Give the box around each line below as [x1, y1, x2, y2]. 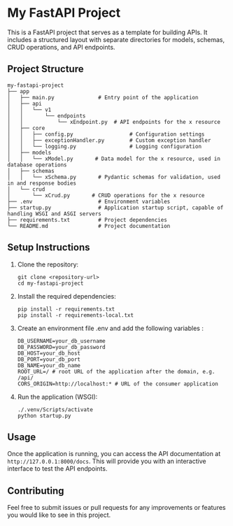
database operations [7, 161, 68, 169]
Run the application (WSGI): [17, 392, 98, 401]
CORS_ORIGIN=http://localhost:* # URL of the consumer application [17, 380, 218, 388]
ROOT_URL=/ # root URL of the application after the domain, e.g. [17, 368, 216, 375]
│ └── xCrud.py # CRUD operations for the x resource [7, 192, 205, 199]
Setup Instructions [7, 241, 90, 253]
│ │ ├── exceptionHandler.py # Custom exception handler [7, 136, 211, 144]
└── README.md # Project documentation [7, 222, 171, 229]
